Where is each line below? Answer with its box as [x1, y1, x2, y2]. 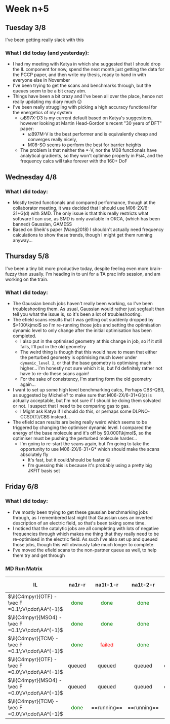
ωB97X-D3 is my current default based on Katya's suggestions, [20, 115, 153, 121]
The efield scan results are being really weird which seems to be [12, 419, 148, 425]
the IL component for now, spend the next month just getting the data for [12, 67, 164, 73]
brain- [149, 265, 163, 272]
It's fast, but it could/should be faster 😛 [27, 457, 111, 463]
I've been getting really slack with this [5, 37, 84, 43]
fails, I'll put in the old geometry [20, 344, 86, 350]
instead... [50, 414, 70, 420]
